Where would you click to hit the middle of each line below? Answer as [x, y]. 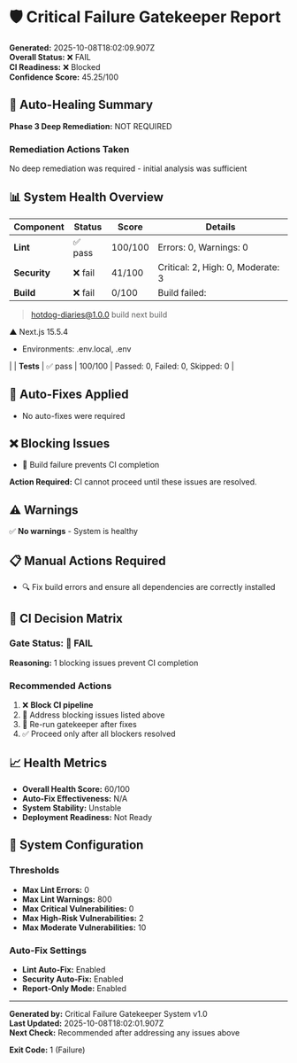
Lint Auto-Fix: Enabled [64, 969]
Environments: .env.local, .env [76, 349]
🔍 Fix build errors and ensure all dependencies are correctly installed [148, 587]
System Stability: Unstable [72, 808]
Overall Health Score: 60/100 [76, 788]
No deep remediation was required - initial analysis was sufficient [128, 168]
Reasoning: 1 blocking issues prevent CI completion [104, 663]
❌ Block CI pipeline [57, 705]
